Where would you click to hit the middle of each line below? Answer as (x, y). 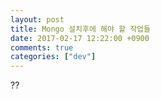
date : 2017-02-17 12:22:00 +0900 (80, 38)
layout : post (37, 19)
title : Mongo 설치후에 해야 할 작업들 (80, 29)
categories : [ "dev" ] (53, 57)
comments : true (42, 47)
